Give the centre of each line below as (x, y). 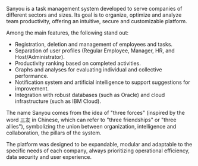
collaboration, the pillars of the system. (54, 133)
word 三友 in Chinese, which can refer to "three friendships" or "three (91, 120)
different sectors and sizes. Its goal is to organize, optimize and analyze (94, 15)
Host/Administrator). (40, 57)
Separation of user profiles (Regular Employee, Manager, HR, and (95, 51)
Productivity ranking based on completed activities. (78, 63)
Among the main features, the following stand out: (67, 33)
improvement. (32, 88)
